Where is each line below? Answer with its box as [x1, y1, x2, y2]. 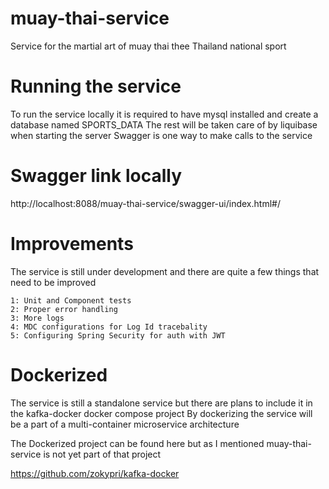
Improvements [10, 233, 134, 255]
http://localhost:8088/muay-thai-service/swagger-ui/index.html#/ [10, 197, 281, 209]
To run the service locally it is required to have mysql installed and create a [10, 108, 319, 120]
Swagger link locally [10, 165, 182, 187]
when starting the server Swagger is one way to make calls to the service [10, 129, 313, 141]
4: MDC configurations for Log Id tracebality [10, 322, 208, 332]
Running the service [10, 75, 182, 98]
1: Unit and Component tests [10, 295, 132, 306]
